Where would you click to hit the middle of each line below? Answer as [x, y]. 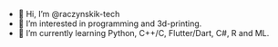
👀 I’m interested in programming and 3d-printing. [110, 23]
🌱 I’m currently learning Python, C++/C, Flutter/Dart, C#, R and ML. [144, 33]
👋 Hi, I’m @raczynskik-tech [69, 14]
